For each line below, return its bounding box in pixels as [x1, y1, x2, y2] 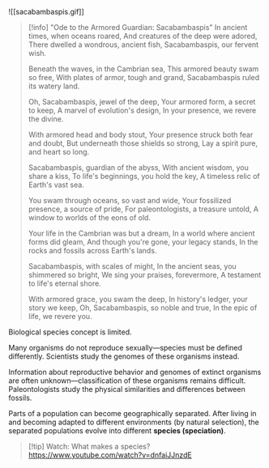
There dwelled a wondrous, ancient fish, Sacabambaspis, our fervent [28, 40, 259, 49]
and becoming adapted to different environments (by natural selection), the [8, 417, 259, 427]
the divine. [28, 114, 64, 124]
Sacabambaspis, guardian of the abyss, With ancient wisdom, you [28, 163, 249, 172]
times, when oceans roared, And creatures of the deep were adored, [28, 32, 258, 40]
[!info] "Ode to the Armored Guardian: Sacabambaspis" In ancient [28, 23, 248, 32]
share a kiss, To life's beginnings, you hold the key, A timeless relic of [28, 172, 261, 181]
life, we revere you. [28, 312, 92, 321]
